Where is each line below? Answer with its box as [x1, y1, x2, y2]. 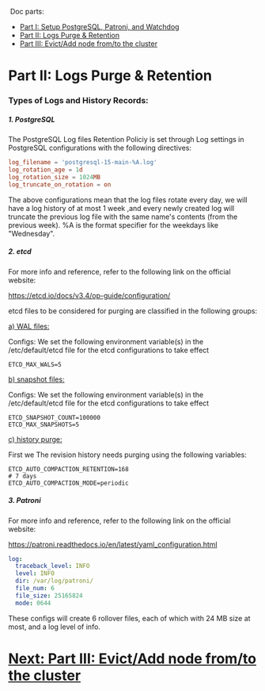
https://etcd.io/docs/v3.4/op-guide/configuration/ [8, 290, 171, 300]
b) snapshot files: [8, 374, 65, 384]
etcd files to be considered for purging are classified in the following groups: [8, 305, 258, 316]
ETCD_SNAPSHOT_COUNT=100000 [8, 413, 101, 421]
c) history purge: [8, 434, 62, 443]
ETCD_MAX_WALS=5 [8, 360, 62, 368]
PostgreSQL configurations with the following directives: [8, 143, 192, 153]
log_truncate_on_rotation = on [8, 180, 112, 189]
